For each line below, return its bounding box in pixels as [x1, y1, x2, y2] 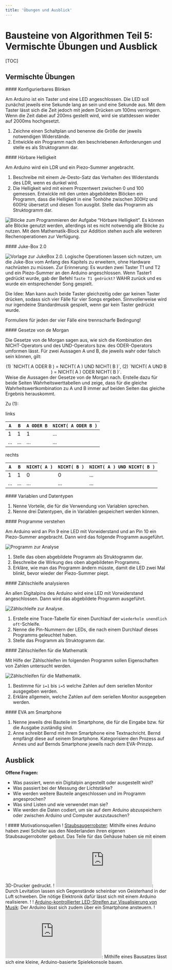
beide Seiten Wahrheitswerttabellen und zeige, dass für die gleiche [5, 380, 147, 386]
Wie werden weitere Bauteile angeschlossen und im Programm [12, 790, 146, 797]
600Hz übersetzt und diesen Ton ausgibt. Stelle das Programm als [12, 202, 154, 208]
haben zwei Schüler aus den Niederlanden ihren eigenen [5, 828, 126, 834]
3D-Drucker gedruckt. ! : [5, 883, 154, 889]
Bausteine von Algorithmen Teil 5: [5, 29, 153, 41]
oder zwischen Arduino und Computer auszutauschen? [12, 813, 130, 819]
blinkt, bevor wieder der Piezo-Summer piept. [12, 570, 109, 576]
